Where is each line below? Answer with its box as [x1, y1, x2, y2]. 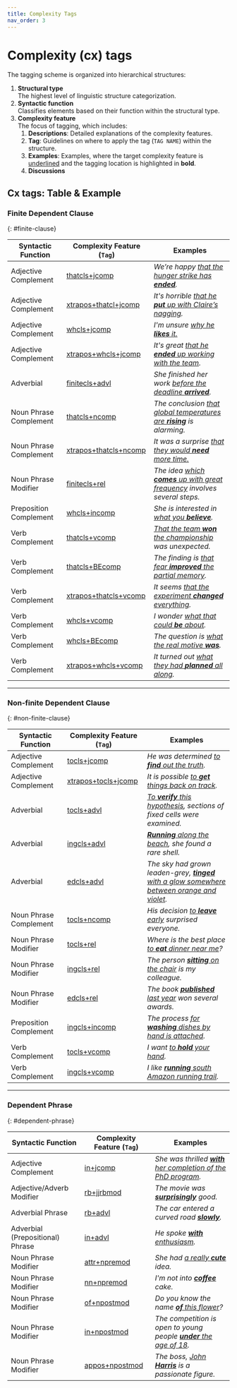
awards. [147, 1002, 174, 1012]
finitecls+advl [66, 378, 111, 388]
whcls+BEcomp [66, 636, 119, 646]
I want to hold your [147, 1042, 210, 1052]
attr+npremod [84, 1257, 130, 1267]
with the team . [154, 358, 201, 368]
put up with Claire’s [154, 300, 219, 310]
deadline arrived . [154, 387, 212, 397]
